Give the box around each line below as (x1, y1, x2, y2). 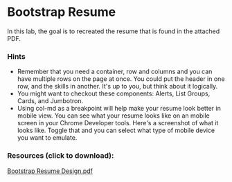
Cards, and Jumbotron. (17, 97, 84, 105)
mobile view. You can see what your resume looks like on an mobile (17, 111, 210, 120)
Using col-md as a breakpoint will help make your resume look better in (17, 104, 222, 113)
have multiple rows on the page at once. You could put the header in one (17, 75, 225, 83)
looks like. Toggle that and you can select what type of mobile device (17, 126, 215, 135)
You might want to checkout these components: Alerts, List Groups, (17, 89, 211, 98)
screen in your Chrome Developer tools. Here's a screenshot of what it (17, 119, 219, 127)
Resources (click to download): (7, 151, 114, 161)
